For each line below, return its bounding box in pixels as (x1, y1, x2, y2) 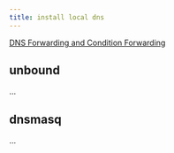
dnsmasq (9, 111, 62, 126)
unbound (9, 63, 60, 78)
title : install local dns (9, 12, 104, 22)
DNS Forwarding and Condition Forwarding (9, 37, 166, 48)
